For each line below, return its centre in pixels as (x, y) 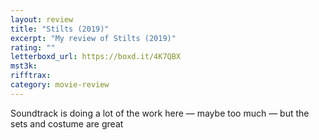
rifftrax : (31, 76)
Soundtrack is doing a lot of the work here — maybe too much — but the (160, 113)
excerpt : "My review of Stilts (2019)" (93, 38)
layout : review (42, 19)
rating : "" (33, 47)
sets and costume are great (67, 123)
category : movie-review (60, 85)
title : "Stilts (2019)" (60, 29)
